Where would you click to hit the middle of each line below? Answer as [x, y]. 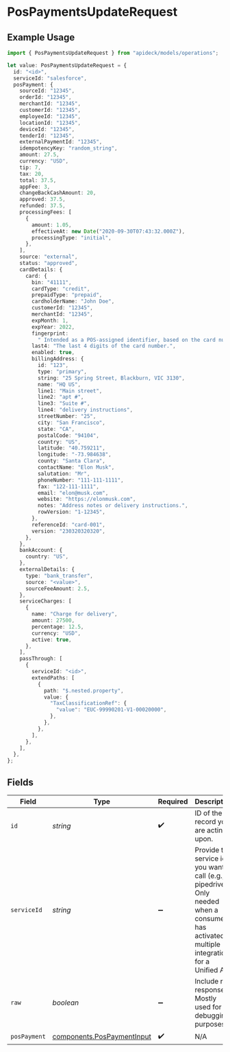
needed [207, 901]
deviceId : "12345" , [47, 129]
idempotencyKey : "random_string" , [68, 148]
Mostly [206, 998]
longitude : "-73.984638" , [74, 455]
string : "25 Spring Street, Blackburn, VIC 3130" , [111, 378]
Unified [206, 970]
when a [207, 910]
